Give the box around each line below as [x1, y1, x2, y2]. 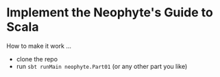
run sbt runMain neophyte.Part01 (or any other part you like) [16, 62, 188, 70]
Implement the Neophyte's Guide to [6, 5, 213, 20]
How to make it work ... [6, 42, 72, 50]
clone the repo [16, 55, 58, 63]
